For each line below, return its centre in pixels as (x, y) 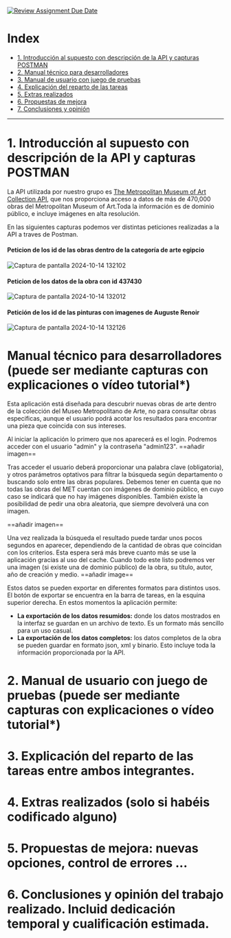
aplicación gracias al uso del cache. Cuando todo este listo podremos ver (111, 560)
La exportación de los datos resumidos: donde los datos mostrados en (119, 616)
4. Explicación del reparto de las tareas (73, 87)
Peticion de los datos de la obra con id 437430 (75, 281)
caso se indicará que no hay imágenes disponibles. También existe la (105, 497)
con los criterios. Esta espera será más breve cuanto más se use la (102, 552)
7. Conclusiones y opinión (53, 109)
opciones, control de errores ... (97, 863)
